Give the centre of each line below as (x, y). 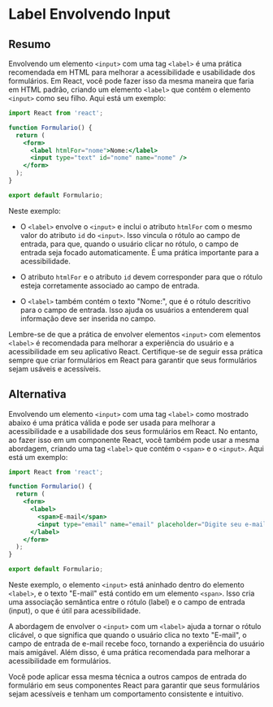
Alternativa (37, 395)
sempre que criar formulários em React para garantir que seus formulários (133, 360)
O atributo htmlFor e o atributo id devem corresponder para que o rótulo (141, 276)
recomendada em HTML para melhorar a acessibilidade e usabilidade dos (132, 72)
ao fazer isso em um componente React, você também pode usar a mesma (134, 440)
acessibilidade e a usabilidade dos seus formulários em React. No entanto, (133, 431)
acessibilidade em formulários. (60, 661)
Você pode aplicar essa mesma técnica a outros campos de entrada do (128, 677)
